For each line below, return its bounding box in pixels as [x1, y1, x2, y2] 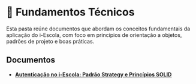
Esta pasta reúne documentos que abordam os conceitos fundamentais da [6, 25, 191, 32]
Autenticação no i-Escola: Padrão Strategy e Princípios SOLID [14, 71, 172, 78]
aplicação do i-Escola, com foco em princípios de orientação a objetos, [6, 31, 182, 38]
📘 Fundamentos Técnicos [6, 5, 135, 19]
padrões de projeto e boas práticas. [6, 38, 95, 45]
